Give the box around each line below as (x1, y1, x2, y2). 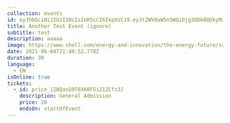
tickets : (7, 80, 32, 87)
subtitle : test (7, 29, 51, 36)
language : (7, 61, 36, 68)
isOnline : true (7, 73, 51, 81)
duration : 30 (7, 55, 44, 61)
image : (7, 42, 26, 49)
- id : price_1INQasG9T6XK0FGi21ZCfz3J (13, 86, 125, 93)
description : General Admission (19, 93, 112, 100)
